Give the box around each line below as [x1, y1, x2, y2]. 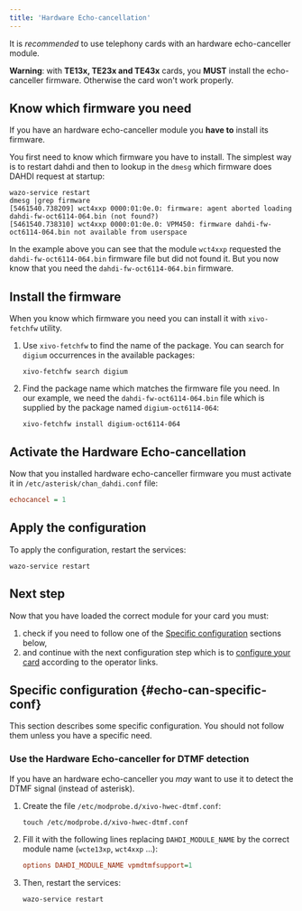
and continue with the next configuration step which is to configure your [22, 646, 291, 657]
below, [22, 637, 48, 648]
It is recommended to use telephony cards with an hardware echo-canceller [9, 38, 291, 49]
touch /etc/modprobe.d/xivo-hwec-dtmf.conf [22, 818, 189, 827]
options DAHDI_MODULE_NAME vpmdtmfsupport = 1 [22, 860, 193, 869]
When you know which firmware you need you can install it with [9, 313, 246, 324]
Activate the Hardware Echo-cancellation [9, 444, 246, 460]
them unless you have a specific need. [9, 730, 152, 741]
